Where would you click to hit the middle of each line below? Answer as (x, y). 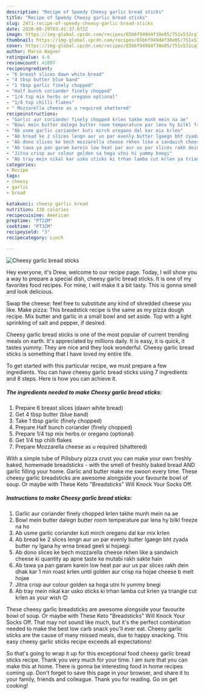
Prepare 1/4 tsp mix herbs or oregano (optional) (74, 434)
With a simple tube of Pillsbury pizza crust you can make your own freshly (99, 458)
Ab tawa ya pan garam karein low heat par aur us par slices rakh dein (102, 565)
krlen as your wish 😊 (42, 597)
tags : (13, 176)
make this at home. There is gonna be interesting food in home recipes (95, 666)
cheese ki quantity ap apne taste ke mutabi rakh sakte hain (89, 558)
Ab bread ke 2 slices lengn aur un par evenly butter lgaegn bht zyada (101, 539)
